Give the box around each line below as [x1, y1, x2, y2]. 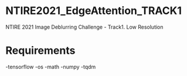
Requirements [5, 44, 76, 57]
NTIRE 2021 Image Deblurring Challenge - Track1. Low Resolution [5, 23, 164, 30]
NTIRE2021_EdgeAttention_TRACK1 [5, 4, 182, 18]
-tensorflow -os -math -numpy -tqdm [5, 63, 96, 70]
